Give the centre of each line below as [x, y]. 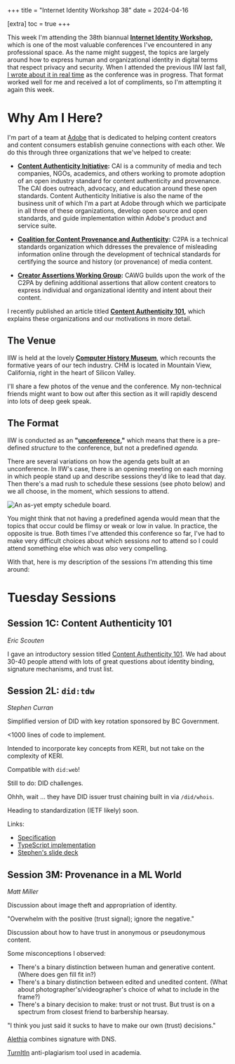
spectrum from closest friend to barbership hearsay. [93, 1012]
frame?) [29, 997]
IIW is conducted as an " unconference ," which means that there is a [107, 440]
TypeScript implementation [56, 845]
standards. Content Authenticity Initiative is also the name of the [110, 195]
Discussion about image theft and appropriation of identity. [92, 905]
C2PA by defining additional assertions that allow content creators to [116, 282]
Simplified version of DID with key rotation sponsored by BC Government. [113, 721]
